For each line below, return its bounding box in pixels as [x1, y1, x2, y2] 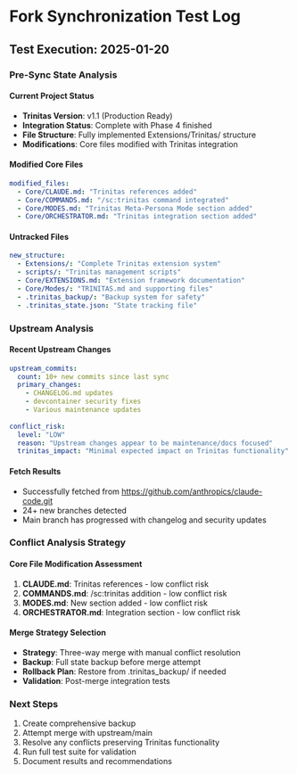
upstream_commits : [9, 364, 78, 373]
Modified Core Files [9, 159, 84, 170]
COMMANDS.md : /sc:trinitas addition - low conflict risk [21, 588, 227, 598]
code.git [21, 495, 54, 506]
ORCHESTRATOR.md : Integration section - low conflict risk [21, 606, 241, 617]
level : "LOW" [17, 430, 66, 439]
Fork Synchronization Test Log [9, 6, 241, 27]
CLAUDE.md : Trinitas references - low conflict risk [21, 578, 210, 589]
